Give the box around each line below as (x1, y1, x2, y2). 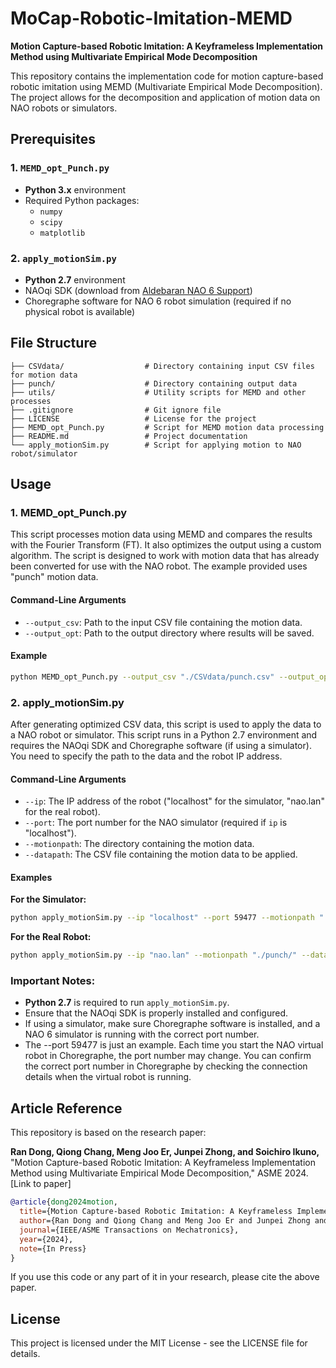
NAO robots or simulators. (10, 102, 118, 114)
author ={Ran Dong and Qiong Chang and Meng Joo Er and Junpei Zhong (19, 1216, 311, 1226)
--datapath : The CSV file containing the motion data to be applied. (24, 848, 298, 861)
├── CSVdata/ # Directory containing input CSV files (10, 361, 315, 371)
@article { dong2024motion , (10, 1197, 118, 1207)
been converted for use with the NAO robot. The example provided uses (10, 560, 308, 572)
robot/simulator (10, 448, 78, 459)
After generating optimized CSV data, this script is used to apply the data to (10, 718, 322, 730)
